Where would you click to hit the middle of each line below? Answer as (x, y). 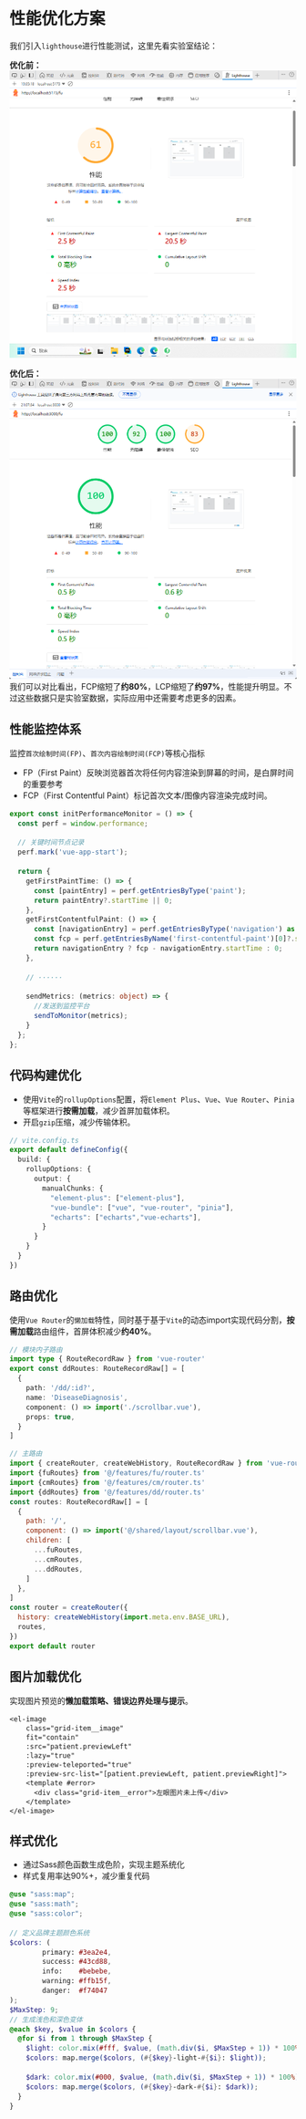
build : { (34, 1159)
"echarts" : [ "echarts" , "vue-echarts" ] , (126, 1217)
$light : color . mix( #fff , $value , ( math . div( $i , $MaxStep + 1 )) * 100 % (163, 2049)
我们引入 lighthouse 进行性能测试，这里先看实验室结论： (114, 46)
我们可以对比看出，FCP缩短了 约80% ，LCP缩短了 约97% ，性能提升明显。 (147, 687)
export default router (52, 1646)
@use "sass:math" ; (44, 1904)
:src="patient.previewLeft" (79, 1746)
